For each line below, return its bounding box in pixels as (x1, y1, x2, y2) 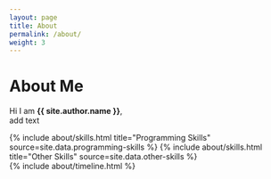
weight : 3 (9, 37, 46, 47)
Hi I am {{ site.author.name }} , (9, 106, 123, 117)
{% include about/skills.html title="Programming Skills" (9, 133, 211, 143)
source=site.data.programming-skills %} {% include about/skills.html (9, 142, 263, 152)
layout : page (9, 12, 58, 22)
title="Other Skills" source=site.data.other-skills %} (9, 151, 198, 162)
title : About (9, 21, 58, 30)
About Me (9, 77, 84, 96)
